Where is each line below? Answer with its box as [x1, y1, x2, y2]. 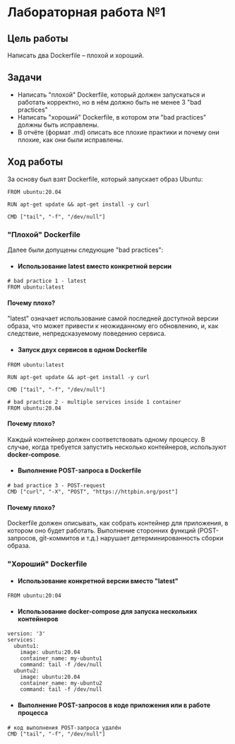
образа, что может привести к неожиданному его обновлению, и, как [7, 322, 219, 330]
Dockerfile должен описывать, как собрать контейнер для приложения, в [7, 519, 229, 528]
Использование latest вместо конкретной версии [17, 262, 171, 270]
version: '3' [7, 630, 46, 637]
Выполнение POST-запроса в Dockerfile [17, 466, 142, 475]
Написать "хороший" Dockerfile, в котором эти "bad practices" [17, 112, 207, 121]
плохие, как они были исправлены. [17, 135, 123, 144]
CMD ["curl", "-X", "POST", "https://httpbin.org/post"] [7, 488, 179, 495]
